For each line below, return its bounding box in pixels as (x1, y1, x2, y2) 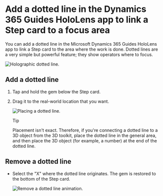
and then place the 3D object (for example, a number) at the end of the (12, 137, 157, 143)
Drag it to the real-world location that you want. (12, 98, 109, 104)
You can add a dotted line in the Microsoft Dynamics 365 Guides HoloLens (5, 41, 157, 47)
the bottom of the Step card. (12, 176, 70, 182)
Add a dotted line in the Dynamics (5, 3, 147, 15)
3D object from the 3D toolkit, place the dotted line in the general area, (12, 132, 157, 138)
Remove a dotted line (5, 157, 72, 166)
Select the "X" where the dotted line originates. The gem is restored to (12, 170, 156, 177)
